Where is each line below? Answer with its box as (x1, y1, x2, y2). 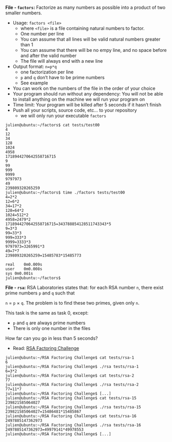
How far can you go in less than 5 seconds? (5, 335, 98, 341)
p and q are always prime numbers (12, 320, 86, 326)
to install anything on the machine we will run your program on (12, 96, 145, 102)
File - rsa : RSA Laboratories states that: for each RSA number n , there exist (5, 285, 164, 290)
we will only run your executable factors (20, 113, 106, 119)
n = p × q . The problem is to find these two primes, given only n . (5, 300, 140, 306)
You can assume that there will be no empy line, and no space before (20, 47, 167, 53)
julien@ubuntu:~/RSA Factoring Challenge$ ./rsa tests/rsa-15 (5, 404, 141, 410)
